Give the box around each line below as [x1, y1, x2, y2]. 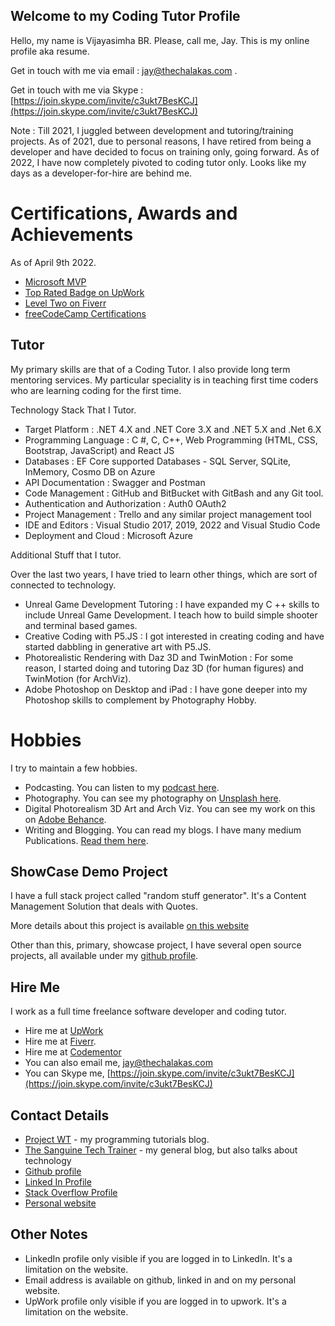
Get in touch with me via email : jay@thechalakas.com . [10, 64, 238, 76]
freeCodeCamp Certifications [24, 307, 147, 319]
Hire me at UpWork [24, 1025, 104, 1037]
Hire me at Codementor [24, 1046, 122, 1058]
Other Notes [10, 1226, 88, 1243]
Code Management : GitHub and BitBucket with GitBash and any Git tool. [24, 487, 324, 499]
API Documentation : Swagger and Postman [24, 476, 206, 488]
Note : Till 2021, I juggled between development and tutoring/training [10, 124, 294, 136]
